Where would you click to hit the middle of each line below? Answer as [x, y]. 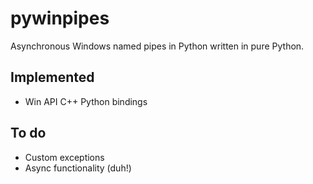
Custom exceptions [64, 157]
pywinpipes [60, 18]
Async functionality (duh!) [78, 168]
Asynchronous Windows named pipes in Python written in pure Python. [157, 46]
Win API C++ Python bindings [86, 101]
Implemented [52, 77]
